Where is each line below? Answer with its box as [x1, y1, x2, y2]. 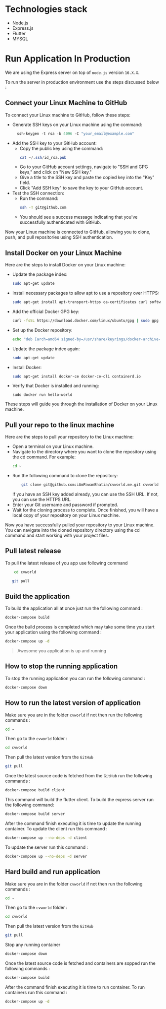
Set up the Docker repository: [12, 327, 73, 333]
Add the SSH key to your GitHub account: [12, 140, 97, 146]
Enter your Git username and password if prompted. [12, 502, 119, 507]
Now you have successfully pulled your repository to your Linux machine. [5, 522, 155, 528]
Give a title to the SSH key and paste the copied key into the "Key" [19, 175, 155, 181]
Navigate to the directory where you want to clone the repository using [12, 449, 157, 455]
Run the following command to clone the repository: [12, 473, 118, 479]
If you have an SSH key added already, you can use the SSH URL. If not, [12, 491, 159, 497]
